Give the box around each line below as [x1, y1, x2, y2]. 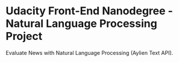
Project [5, 30, 43, 43]
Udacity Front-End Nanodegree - [5, 4, 173, 18]
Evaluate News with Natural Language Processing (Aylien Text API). [5, 49, 174, 56]
